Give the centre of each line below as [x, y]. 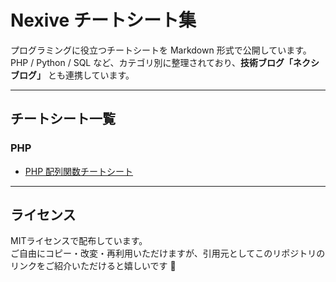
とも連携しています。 [91, 75]
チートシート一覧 [63, 119]
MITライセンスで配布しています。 [79, 241]
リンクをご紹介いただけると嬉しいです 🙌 [93, 266]
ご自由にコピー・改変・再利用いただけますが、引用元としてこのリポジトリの [168, 253]
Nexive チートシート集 [103, 20]
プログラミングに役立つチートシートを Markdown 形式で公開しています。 [161, 50]
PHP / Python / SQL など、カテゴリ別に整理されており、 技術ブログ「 [152, 62]
